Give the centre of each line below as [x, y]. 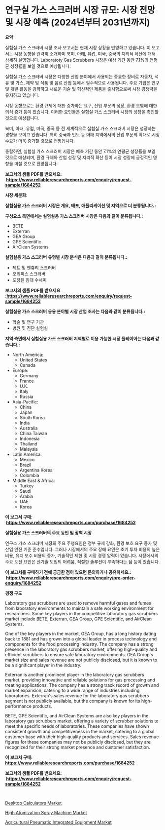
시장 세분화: [16, 195]
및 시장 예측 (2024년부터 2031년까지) [78, 22]
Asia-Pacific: [25, 402]
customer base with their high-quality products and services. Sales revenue [82, 737]
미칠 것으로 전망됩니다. [36, 163]
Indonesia [30, 438]
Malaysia [29, 449]
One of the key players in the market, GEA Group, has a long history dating [81, 633]
